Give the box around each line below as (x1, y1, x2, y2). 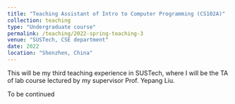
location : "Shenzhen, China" (7, 50, 93, 57)
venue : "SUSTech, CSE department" (7, 37, 109, 44)
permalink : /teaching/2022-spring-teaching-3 (7, 30, 143, 37)
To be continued (7, 89, 55, 98)
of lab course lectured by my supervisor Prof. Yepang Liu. (7, 76, 175, 84)
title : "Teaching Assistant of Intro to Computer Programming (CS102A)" (7, 10, 226, 18)
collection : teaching (7, 17, 71, 24)
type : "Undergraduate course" (7, 23, 97, 30)
